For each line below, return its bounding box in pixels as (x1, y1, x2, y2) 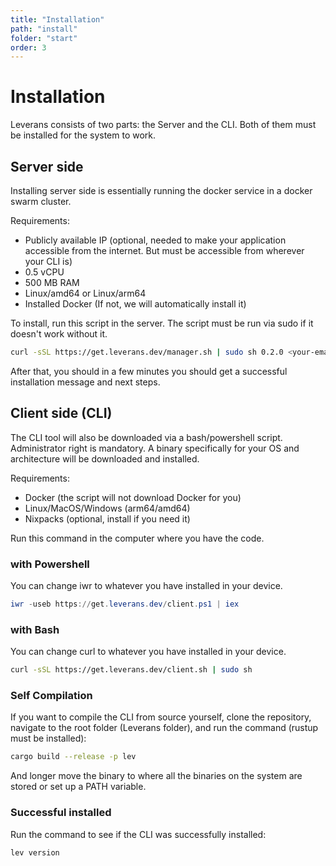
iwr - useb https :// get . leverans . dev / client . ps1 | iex (10, 599, 240, 609)
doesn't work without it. (10, 328, 108, 340)
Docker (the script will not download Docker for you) (24, 491, 242, 503)
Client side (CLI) (10, 405, 113, 422)
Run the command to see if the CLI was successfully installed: (10, 828, 267, 840)
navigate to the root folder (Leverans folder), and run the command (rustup (10, 722, 319, 734)
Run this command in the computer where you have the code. (10, 532, 265, 544)
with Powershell (10, 557, 90, 571)
